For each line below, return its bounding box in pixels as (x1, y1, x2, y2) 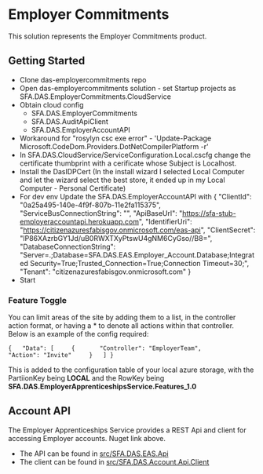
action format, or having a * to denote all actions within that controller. (8, 321, 234, 330)
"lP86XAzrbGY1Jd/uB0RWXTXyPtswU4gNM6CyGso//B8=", (19, 233, 213, 242)
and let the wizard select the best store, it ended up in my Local (19, 175, 225, 184)
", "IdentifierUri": (138, 217, 192, 226)
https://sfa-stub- (181, 208, 237, 217)
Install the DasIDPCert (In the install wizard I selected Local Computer (19, 166, 245, 176)
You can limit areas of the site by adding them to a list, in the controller (8, 312, 236, 323)
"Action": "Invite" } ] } (8, 352, 114, 359)
